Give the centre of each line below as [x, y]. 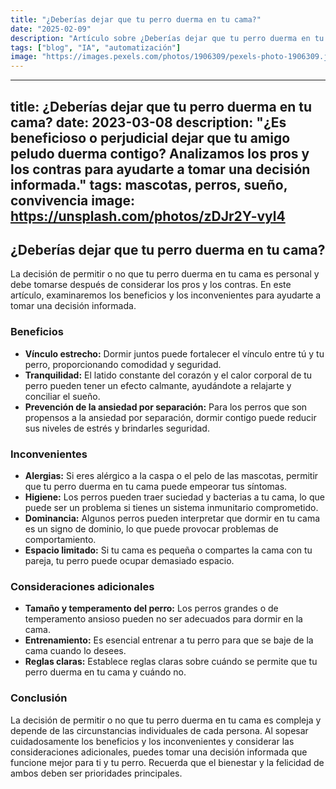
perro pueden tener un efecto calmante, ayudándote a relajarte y [158, 385]
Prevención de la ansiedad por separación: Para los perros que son [166, 407]
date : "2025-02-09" [51, 29]
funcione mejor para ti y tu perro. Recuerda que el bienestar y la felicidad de [167, 762]
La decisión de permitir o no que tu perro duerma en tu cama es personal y [165, 274]
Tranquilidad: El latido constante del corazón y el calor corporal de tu [168, 375]
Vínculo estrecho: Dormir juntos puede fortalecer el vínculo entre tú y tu [174, 353]
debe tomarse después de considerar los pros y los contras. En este [151, 285]
